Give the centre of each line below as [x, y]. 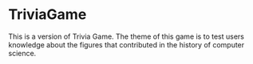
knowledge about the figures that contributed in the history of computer [126, 44]
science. [22, 53]
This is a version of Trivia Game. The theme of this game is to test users [126, 36]
